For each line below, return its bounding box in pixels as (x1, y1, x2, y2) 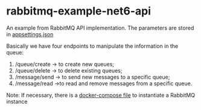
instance (6, 98, 28, 105)
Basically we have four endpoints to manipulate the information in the (6, 42, 179, 50)
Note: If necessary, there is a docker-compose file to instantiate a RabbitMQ (6, 91, 195, 99)
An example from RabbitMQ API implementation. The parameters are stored (6, 24, 194, 31)
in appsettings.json (6, 30, 54, 37)
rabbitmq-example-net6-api (6, 4, 151, 18)
